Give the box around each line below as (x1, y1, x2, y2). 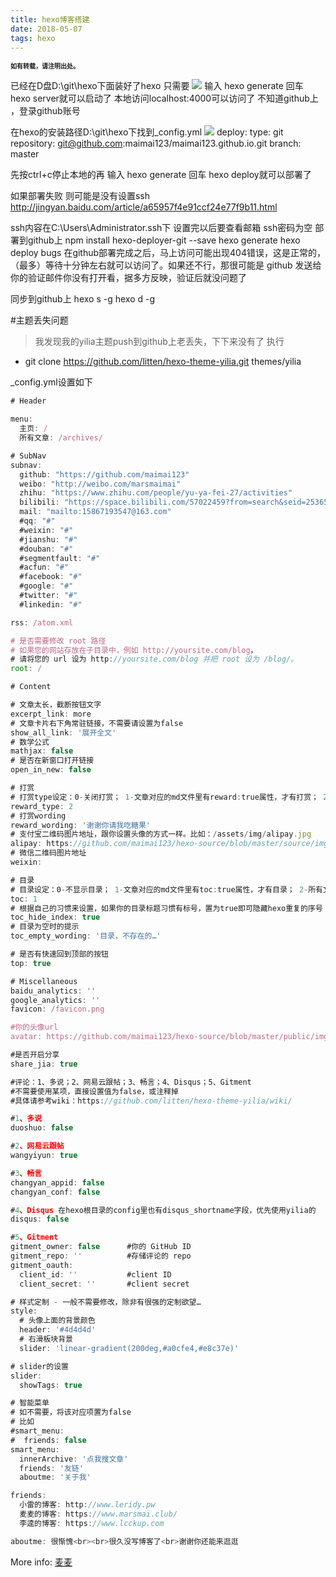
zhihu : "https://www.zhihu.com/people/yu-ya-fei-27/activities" (19, 488, 293, 498)
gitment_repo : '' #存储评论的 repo (10, 1251, 192, 1261)
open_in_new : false (10, 765, 92, 775)
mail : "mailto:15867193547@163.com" (19, 507, 172, 517)
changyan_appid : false (10, 1177, 105, 1188)
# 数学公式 (10, 737, 50, 747)
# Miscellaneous (10, 976, 78, 986)
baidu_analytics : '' (10, 986, 97, 996)
